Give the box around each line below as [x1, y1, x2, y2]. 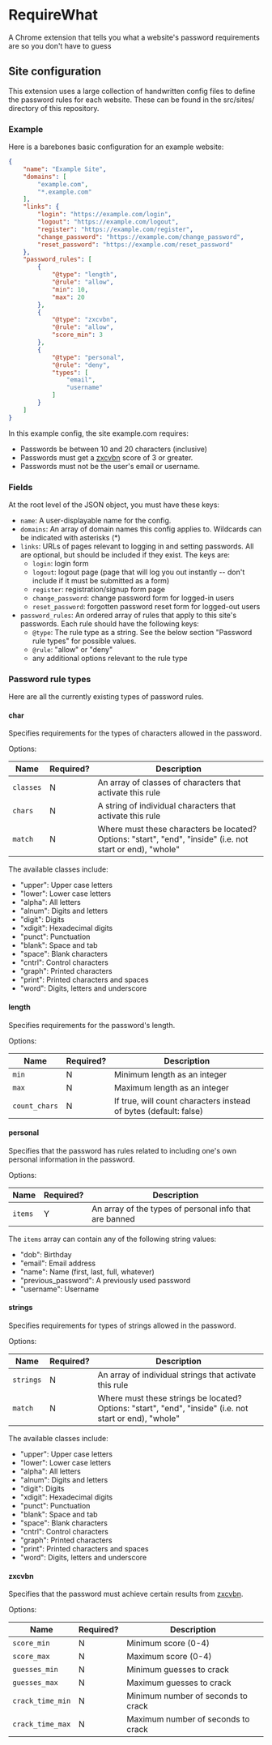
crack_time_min [12, 1696, 71, 1706]
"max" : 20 [51, 293, 85, 301]
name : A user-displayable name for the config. [19, 515, 172, 525]
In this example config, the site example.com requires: [8, 428, 189, 438]
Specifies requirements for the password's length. [8, 1020, 176, 1030]
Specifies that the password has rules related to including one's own [8, 1146, 237, 1155]
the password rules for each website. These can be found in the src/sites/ [8, 95, 255, 105]
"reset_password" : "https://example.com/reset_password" [37, 241, 233, 249]
